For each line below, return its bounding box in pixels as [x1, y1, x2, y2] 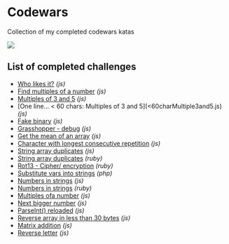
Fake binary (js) [17, 116, 63, 125]
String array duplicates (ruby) [17, 154, 103, 162]
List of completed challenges [7, 61, 137, 73]
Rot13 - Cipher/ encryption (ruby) [17, 161, 113, 170]
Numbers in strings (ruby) [17, 184, 92, 192]
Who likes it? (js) [17, 79, 66, 88]
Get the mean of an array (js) [17, 131, 102, 140]
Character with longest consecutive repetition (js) [17, 139, 161, 147]
